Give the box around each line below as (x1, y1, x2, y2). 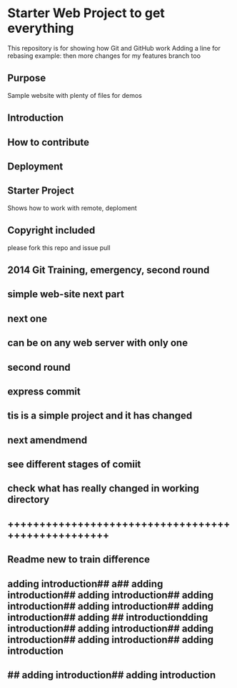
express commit (7, 385, 81, 397)
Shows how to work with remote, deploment (7, 204, 137, 212)
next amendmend (7, 434, 88, 446)
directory (7, 494, 50, 506)
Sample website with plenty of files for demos (7, 91, 143, 99)
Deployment (7, 160, 64, 172)
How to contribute (7, 136, 90, 148)
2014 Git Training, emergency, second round (7, 264, 210, 276)
